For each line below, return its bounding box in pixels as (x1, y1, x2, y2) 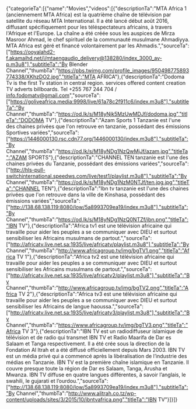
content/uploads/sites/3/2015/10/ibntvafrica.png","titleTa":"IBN (6, 396, 157, 403)
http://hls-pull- (10, 167, 45, 173)
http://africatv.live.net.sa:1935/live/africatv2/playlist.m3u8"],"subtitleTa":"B (10, 272, 190, 279)
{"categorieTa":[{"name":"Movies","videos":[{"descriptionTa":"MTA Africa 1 (6, 5, 187, 12)
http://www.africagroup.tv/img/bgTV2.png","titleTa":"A (58, 285, 189, 291)
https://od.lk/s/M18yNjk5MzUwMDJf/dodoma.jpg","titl (58, 110, 188, 117)
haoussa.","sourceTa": (90, 303, 144, 310)
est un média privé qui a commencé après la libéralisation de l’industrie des (6, 353, 187, 359)
